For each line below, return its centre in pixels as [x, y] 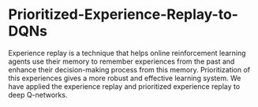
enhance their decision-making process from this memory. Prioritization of [129, 69]
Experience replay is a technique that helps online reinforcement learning [127, 53]
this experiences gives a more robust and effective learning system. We [125, 78]
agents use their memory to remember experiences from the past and [122, 61]
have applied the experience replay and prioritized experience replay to [124, 86]
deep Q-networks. [38, 94]
